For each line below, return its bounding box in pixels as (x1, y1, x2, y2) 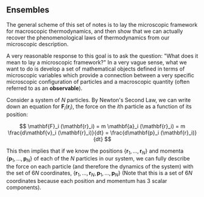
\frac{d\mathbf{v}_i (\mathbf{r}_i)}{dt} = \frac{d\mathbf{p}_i (7, 129, 160, 136)
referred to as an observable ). (6, 85, 83, 92)
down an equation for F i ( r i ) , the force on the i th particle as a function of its (6, 103, 192, 111)
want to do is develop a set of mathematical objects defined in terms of (6, 65, 185, 72)
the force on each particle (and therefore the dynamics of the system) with (6, 163, 194, 170)
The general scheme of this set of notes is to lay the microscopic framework (6, 21, 198, 28)
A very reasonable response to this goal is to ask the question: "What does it (6, 52, 199, 60)
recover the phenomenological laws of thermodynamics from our (6, 33, 170, 41)
